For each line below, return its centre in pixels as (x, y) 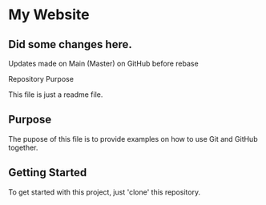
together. (23, 147)
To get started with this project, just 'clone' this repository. (105, 192)
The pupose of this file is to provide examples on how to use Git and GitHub (133, 139)
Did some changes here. (70, 44)
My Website (49, 15)
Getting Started (48, 173)
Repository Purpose (41, 79)
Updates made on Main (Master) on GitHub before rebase (103, 63)
